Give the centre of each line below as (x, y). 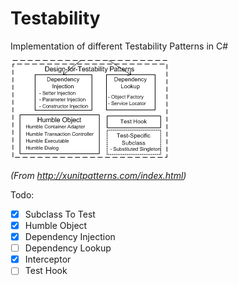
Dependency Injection (70, 237)
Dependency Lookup (68, 248)
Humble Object (56, 225)
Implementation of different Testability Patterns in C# (119, 46)
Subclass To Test (60, 214)
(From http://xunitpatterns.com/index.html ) (98, 175)
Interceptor (48, 259)
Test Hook (46, 271)
